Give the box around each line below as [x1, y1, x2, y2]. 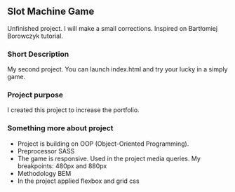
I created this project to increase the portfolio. [7, 106, 140, 114]
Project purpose [7, 90, 64, 100]
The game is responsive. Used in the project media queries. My [17, 154, 201, 163]
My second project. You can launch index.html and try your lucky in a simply [7, 65, 228, 74]
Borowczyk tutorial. [7, 32, 63, 40]
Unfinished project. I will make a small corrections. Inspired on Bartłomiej [7, 24, 218, 32]
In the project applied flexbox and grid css [17, 177, 140, 185]
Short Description [7, 49, 69, 59]
